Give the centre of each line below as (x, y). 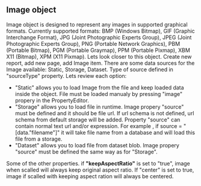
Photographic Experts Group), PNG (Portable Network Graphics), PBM (93, 43)
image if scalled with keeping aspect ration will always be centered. (90, 176)
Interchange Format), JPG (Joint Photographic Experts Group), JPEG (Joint (99, 37)
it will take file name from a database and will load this (128, 132)
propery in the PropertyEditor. (52, 100)
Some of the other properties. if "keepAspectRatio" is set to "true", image (98, 163)
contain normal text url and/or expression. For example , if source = (98, 126)
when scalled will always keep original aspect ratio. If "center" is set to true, (100, 170)
